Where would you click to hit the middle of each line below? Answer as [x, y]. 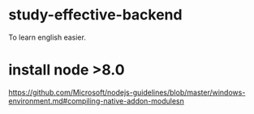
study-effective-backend [95, 15]
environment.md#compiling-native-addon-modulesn [97, 101]
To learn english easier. [47, 37]
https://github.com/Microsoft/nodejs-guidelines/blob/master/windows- [127, 92]
